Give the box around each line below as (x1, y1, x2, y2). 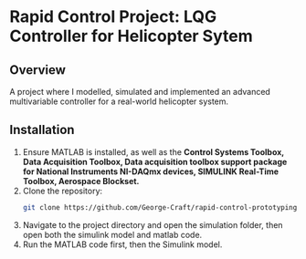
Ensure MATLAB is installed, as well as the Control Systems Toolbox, (22, 146, 285, 157)
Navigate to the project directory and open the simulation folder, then (22, 219, 283, 230)
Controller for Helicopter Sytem (9, 26, 253, 47)
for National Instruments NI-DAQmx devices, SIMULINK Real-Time (22, 166, 280, 177)
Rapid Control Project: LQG (9, 6, 217, 27)
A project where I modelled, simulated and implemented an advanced (9, 87, 271, 97)
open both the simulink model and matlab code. (22, 229, 203, 240)
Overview (9, 62, 67, 78)
